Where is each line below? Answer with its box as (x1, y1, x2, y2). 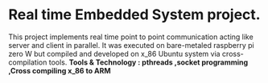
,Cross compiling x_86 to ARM (8, 65, 111, 75)
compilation (8, 57, 47, 67)
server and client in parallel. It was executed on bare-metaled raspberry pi (8, 40, 255, 49)
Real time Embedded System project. (8, 6, 261, 24)
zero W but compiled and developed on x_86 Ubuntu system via (8, 49, 221, 58)
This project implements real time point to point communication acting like (8, 32, 254, 41)
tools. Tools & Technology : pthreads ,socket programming (48, 57, 249, 67)
